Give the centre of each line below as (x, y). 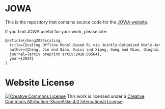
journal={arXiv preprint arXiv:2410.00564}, (56, 54)
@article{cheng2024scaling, (34, 40)
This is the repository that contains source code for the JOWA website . (77, 22)
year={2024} (22, 59)
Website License (40, 83)
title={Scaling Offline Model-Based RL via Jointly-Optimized (74, 45)
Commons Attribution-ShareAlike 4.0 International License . (65, 102)
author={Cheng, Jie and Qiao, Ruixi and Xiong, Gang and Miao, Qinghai (84, 49)
